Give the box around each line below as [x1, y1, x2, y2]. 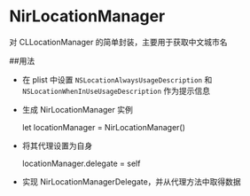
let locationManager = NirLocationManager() [21, 122, 186, 132]
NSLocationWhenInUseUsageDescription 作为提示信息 [21, 85, 211, 96]
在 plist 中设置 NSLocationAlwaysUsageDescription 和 [21, 74, 213, 85]
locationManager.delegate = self [21, 158, 141, 169]
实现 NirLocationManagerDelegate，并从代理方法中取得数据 [21, 176, 241, 187]
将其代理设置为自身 [21, 140, 93, 151]
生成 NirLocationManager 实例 [21, 104, 133, 114]
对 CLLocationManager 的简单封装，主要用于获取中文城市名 [9, 36, 228, 47]
